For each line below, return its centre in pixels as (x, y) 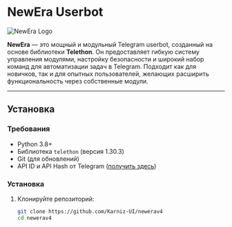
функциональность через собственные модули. (78, 81)
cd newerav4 (34, 218)
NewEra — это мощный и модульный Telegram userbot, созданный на (110, 44)
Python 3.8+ (35, 144)
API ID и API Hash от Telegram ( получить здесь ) (87, 166)
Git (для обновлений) (48, 159)
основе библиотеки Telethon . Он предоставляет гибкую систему (104, 52)
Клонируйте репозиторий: (56, 199)
